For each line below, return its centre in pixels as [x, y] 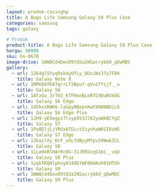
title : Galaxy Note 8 [44, 79]
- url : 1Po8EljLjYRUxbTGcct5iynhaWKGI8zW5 [66, 130]
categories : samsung [32, 23]
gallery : [17, 68]
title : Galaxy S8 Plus [46, 158]
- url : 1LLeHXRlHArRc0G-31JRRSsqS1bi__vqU [66, 152]
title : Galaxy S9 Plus [46, 180]
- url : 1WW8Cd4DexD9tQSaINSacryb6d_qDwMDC [66, 174]
